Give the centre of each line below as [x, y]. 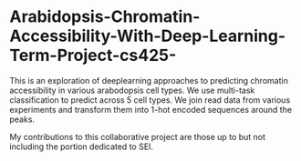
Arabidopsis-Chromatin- [105, 17]
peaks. [22, 119]
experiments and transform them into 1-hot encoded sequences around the [151, 109]
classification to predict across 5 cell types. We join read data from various [150, 100]
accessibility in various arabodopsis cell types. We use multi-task [132, 90]
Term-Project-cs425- [93, 55]
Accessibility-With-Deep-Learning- [148, 36]
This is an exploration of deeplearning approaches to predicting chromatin [149, 80]
